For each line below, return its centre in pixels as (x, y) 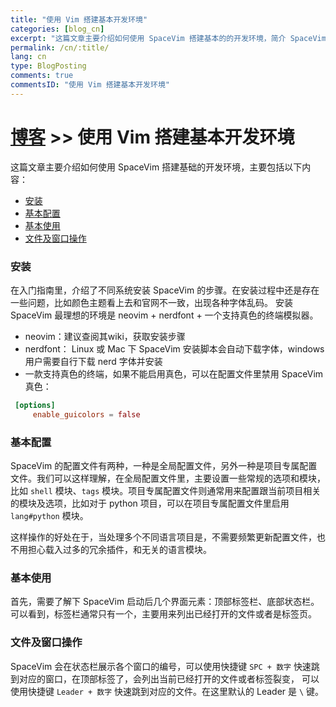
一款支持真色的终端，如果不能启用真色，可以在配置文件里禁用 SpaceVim (174, 373)
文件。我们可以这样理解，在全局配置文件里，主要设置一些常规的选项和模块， (168, 478)
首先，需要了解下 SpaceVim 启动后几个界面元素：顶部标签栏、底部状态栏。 (165, 602)
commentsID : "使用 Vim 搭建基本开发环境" (90, 85)
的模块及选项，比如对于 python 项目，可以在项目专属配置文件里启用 (150, 503)
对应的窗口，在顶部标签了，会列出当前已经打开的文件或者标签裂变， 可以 (169, 678)
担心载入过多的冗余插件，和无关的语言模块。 (119, 550)
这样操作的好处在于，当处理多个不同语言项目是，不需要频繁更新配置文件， (163, 537)
